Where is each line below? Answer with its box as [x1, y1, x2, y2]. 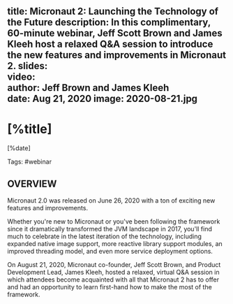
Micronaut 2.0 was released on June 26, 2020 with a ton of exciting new [7, 196, 216, 205]
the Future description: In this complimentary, [7, 17, 211, 29]
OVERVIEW [7, 178, 57, 189]
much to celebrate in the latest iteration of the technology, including [7, 232, 202, 240]
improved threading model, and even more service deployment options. [7, 247, 213, 256]
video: [7, 71, 36, 83]
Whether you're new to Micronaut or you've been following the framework [7, 217, 220, 226]
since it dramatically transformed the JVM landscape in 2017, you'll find [7, 225, 213, 233]
